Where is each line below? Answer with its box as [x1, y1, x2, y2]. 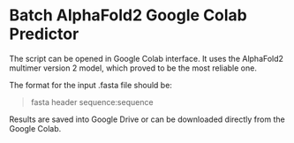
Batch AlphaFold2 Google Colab [9, 5, 247, 26]
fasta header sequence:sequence [30, 96, 154, 107]
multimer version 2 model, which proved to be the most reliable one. [9, 63, 258, 73]
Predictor [9, 24, 79, 44]
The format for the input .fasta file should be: [9, 79, 172, 90]
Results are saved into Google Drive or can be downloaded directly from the [9, 114, 285, 124]
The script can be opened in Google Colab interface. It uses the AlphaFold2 [9, 53, 284, 64]
